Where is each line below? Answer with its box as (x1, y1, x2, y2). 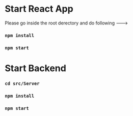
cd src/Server (5, 80, 40, 86)
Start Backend (5, 62, 67, 74)
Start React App (5, 3, 73, 15)
